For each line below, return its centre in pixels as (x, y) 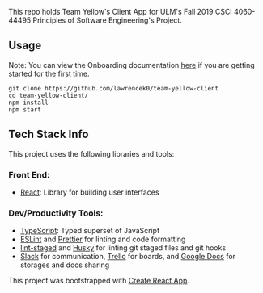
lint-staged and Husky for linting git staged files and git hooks (123, 248)
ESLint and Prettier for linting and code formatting (103, 239)
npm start (25, 109)
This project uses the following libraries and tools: (91, 153)
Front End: (29, 174)
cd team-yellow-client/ (49, 95)
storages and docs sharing (65, 265)
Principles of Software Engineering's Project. (107, 20)
